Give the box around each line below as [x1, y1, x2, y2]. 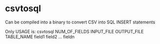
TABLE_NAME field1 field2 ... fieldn [5, 34, 75, 40]
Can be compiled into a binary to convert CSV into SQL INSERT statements [5, 19, 155, 25]
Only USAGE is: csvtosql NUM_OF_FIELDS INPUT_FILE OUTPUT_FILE [5, 28, 144, 34]
